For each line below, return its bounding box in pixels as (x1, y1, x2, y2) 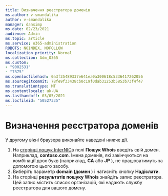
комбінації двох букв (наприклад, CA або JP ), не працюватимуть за (12, 158, 163, 164)
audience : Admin (5, 31, 40, 36)
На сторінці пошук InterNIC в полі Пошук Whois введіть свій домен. (12, 147, 160, 153)
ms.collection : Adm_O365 (5, 55, 58, 60)
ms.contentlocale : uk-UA (5, 88, 58, 94)
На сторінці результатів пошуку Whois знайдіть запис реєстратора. (12, 174, 163, 180)
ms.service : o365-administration (5, 41, 77, 46)
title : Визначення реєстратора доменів (5, 7, 91, 13)
